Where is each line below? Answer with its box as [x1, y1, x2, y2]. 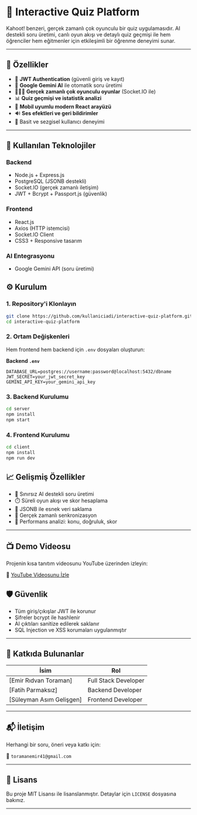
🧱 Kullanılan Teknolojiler [6, 141, 96, 151]
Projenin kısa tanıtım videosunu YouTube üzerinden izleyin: [6, 560, 148, 567]
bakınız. [6, 797, 25, 804]
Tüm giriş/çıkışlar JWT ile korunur [14, 608, 96, 615]
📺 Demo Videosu [6, 541, 71, 552]
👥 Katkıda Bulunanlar [6, 649, 84, 659]
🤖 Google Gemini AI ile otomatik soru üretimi [14, 82, 123, 89]
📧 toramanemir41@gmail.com [6, 752, 72, 759]
